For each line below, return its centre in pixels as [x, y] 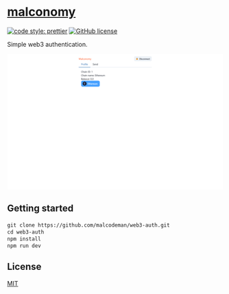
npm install [24, 239]
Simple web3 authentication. [47, 44]
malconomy [41, 12]
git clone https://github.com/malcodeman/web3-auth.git [88, 225]
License [24, 267]
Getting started [40, 208]
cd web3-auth [26, 232]
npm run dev [24, 246]
